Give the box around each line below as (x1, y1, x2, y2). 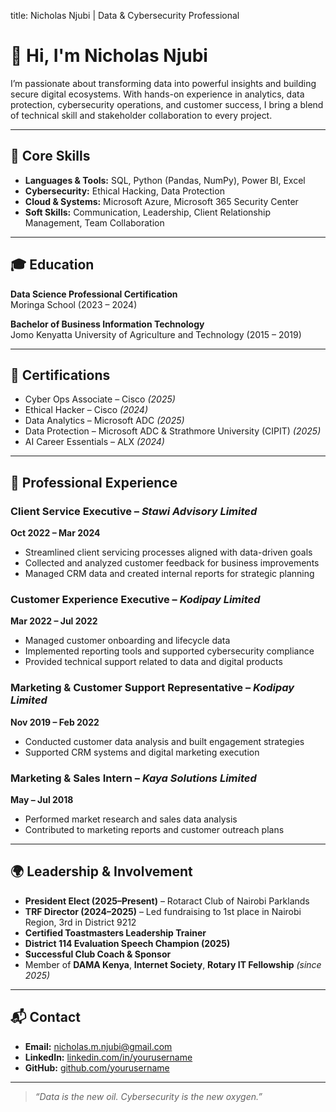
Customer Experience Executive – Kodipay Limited (10, 592, 261, 606)
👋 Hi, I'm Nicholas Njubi (10, 45, 208, 67)
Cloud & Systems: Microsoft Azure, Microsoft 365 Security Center (24, 195, 299, 207)
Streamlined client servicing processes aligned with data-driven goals (24, 546, 313, 559)
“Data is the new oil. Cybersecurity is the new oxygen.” (34, 1090, 263, 1102)
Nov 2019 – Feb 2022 (10, 716, 100, 728)
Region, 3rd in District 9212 (24, 916, 137, 928)
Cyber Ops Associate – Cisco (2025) (24, 393, 176, 405)
